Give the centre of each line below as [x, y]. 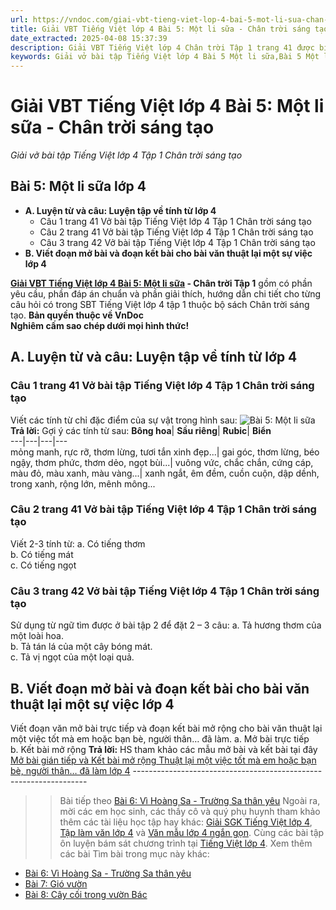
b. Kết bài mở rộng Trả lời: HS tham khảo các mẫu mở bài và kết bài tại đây [164, 749]
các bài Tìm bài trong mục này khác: [134, 853]
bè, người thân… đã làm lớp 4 [70, 770]
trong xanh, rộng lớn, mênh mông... [83, 483]
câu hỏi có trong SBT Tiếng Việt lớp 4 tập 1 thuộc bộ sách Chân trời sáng [160, 304]
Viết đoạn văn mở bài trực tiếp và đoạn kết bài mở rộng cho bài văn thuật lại [166, 728]
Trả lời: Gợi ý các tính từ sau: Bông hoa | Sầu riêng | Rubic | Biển [141, 430]
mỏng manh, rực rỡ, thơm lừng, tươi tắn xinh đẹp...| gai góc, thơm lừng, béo [165, 452]
